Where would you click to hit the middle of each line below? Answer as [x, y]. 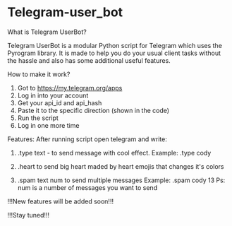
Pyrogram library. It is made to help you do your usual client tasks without [114, 53]
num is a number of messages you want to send [87, 187]
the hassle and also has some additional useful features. [89, 60]
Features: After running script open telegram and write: [87, 139]
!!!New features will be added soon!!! [61, 201]
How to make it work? [39, 74]
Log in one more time [48, 125]
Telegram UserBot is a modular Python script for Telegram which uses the [115, 45]
